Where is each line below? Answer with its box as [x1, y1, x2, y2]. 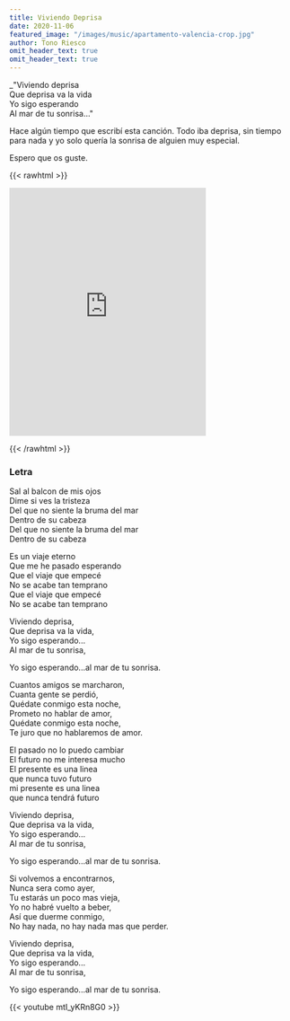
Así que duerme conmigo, [9, 911, 105, 922]
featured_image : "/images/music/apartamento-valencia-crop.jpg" [9, 30, 255, 39]
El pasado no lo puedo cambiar [9, 744, 125, 755]
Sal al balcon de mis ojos [9, 486, 101, 497]
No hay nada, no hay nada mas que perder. [9, 921, 169, 932]
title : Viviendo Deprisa [9, 13, 102, 22]
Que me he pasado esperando [9, 560, 122, 571]
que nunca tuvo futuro [9, 773, 92, 784]
